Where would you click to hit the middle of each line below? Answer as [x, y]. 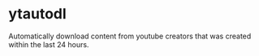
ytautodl [37, 14]
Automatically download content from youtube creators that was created [130, 36]
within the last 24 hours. [49, 44]
